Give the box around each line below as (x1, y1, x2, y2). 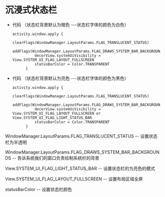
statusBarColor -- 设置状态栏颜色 (5, 186, 72, 192)
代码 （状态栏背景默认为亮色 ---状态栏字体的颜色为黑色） (12, 75, 129, 81)
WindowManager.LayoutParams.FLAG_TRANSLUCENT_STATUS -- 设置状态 (5, 133, 158, 139)
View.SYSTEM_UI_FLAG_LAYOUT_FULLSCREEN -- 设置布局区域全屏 (5, 176, 143, 182)
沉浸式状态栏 (5, 4, 58, 16)
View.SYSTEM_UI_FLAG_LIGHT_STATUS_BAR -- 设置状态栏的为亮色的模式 (5, 165, 155, 171)
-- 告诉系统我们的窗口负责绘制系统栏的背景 (12, 155, 99, 161)
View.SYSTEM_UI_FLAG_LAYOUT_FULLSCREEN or (12, 111, 101, 116)
